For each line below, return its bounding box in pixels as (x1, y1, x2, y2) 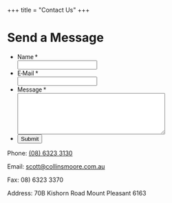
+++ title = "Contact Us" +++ (7, 6, 90, 14)
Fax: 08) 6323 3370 (7, 175, 64, 184)
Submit (20, 135, 39, 142)
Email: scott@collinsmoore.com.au (7, 162, 105, 171)
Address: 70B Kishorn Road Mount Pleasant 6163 (7, 189, 147, 197)
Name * (17, 53, 38, 61)
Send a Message (7, 30, 105, 45)
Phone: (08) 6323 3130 (7, 149, 73, 157)
